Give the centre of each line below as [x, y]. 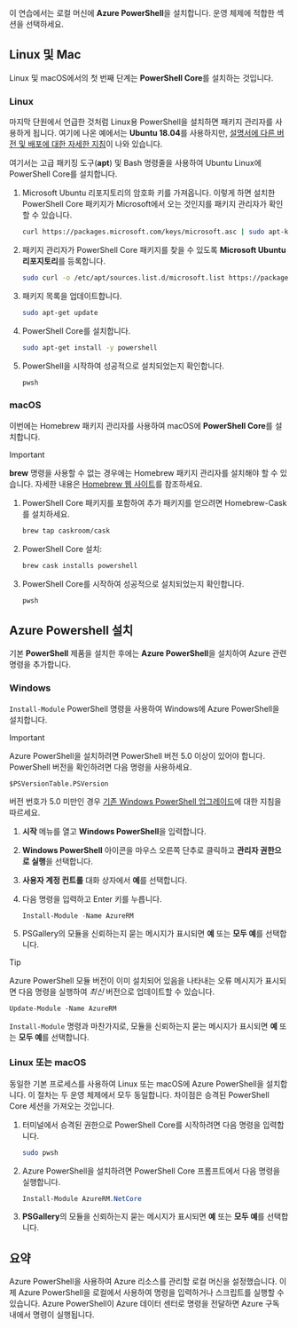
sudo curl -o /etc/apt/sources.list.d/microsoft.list [123, 278]
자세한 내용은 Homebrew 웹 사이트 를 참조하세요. [119, 484]
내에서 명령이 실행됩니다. [52, 1315]
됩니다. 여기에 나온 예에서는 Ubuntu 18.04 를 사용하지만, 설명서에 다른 [154, 133]
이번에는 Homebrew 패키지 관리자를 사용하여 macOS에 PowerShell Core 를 [141, 425]
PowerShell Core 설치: [62, 549]
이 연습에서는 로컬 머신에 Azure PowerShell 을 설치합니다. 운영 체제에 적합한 [142, 13]
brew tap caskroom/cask [66, 531]
